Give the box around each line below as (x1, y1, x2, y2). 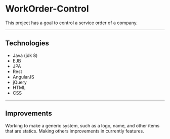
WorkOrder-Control (5, 3, 90, 15)
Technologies (5, 39, 50, 48)
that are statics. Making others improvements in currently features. (5, 128, 144, 134)
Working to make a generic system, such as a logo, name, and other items (5, 122, 160, 128)
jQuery (12, 79, 27, 85)
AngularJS (12, 74, 34, 80)
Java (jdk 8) (12, 52, 38, 58)
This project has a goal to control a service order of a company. (5, 20, 138, 26)
